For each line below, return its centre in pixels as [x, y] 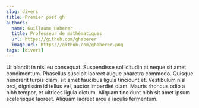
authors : [17, 23]
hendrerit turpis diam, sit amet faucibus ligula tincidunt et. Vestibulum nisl [96, 80]
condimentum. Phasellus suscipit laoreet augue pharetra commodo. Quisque [100, 73]
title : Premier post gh [36, 17]
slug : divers [22, 12]
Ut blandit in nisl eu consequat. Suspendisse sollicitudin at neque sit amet [96, 67]
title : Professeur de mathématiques [57, 34]
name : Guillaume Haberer [42, 28]
